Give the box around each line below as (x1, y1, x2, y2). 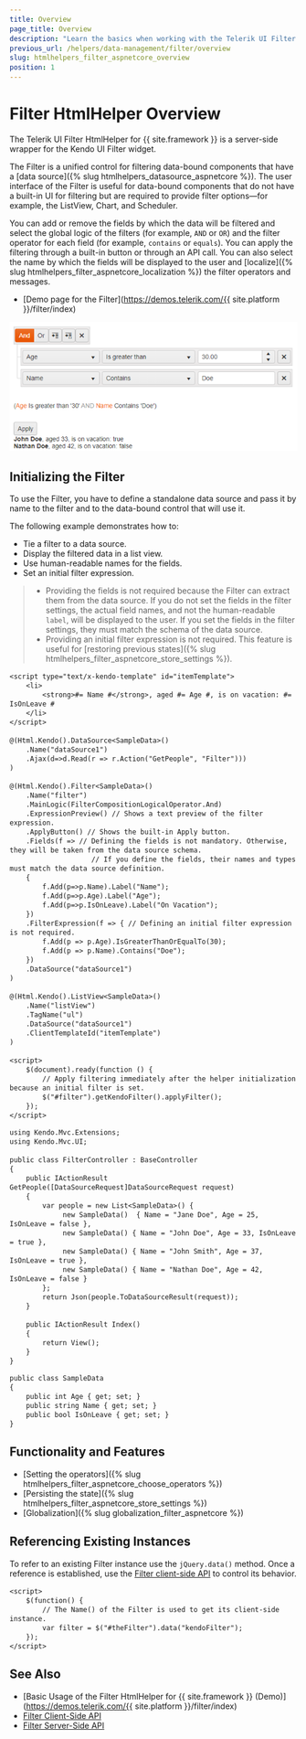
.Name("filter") (26, 791, 89, 800)
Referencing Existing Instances (9, 1534, 191, 1550)
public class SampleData (9, 1374, 104, 1383)
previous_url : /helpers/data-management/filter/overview (9, 44, 231, 53)
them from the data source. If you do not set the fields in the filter (45, 595, 292, 606)
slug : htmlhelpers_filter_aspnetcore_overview (9, 53, 190, 63)
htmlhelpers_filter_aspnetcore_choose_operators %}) (22, 1478, 223, 1489)
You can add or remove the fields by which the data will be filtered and (9, 218, 276, 229)
